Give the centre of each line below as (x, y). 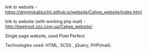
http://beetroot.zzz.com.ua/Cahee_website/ (49, 26)
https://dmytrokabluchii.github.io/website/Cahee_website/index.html (73, 12)
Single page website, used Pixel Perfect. (46, 36)
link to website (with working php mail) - (46, 21)
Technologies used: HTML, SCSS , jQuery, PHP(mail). (58, 45)
